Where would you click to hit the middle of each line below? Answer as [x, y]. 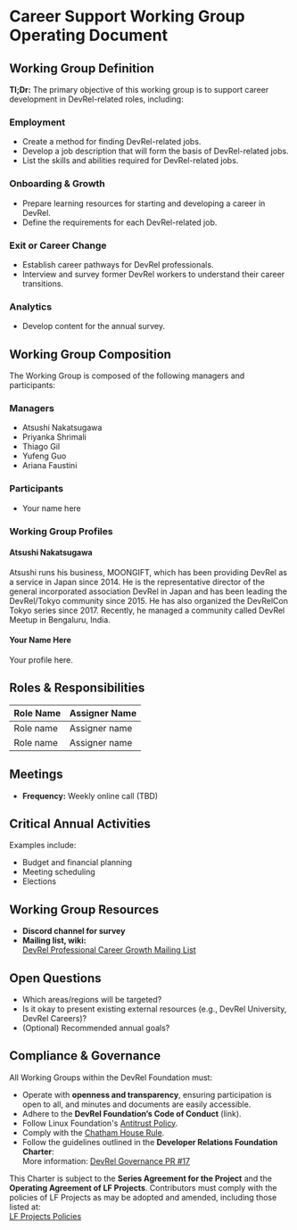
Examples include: [43, 846]
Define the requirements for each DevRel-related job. [120, 222]
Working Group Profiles [61, 531]
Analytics [30, 307]
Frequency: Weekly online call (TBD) [90, 796]
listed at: [25, 1207]
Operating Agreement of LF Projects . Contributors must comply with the [143, 1187]
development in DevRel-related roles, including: [97, 99]
